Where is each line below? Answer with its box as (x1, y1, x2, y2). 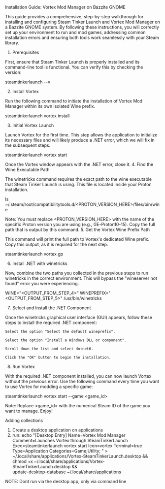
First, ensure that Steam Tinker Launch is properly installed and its (5, 59, 140, 65)
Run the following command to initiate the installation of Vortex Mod (5, 98, 143, 104)
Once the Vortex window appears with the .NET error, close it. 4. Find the (5, 162, 154, 167)
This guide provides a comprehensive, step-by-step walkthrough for (5, 14, 144, 19)
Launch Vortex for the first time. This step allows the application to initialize (5, 132, 158, 137)
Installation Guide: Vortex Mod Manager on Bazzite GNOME (5, 4, 126, 10)
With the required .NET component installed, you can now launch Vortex (5, 373, 152, 379)
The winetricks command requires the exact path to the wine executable (5, 176, 152, 182)
